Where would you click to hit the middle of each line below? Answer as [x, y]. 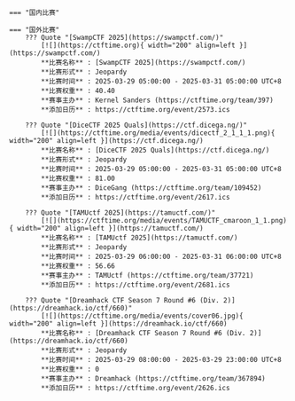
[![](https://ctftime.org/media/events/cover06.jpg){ [142, 316]
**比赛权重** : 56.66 [78, 266]
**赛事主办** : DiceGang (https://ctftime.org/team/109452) [151, 188]
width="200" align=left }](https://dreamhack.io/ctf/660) [118, 324]
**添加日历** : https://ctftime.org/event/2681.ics [136, 285]
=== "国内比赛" [35, 12]
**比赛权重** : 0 [70, 369]
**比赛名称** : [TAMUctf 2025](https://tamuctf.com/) [140, 238]
